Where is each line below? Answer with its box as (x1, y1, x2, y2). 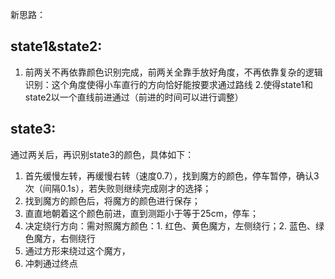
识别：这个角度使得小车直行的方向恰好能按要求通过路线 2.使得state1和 (24, 78, 314, 90)
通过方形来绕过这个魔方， (24, 244, 131, 257)
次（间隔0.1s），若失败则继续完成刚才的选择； (24, 182, 212, 194)
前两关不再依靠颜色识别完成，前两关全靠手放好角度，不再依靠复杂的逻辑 (24, 66, 323, 78)
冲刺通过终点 (24, 257, 78, 269)
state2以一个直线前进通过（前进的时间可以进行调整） (24, 91, 244, 103)
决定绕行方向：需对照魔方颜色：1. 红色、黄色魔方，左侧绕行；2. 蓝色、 (24, 219, 316, 232)
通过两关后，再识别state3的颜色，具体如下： (10, 148, 195, 160)
